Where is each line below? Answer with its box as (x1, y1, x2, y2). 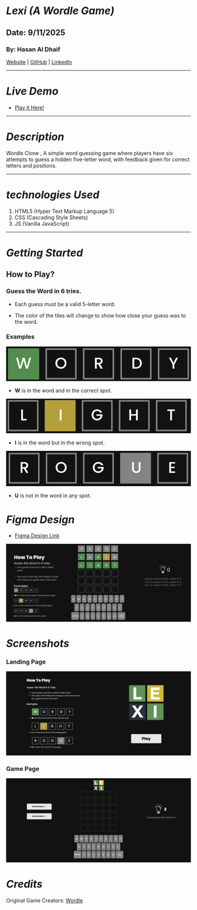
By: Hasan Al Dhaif (6, 45, 60, 53)
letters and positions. (6, 162, 57, 169)
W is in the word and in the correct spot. (14, 387, 113, 394)
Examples (6, 333, 35, 341)
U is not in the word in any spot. (14, 492, 91, 499)
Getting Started (6, 246, 83, 259)
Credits (6, 877, 43, 891)
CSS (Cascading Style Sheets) (14, 213, 89, 221)
